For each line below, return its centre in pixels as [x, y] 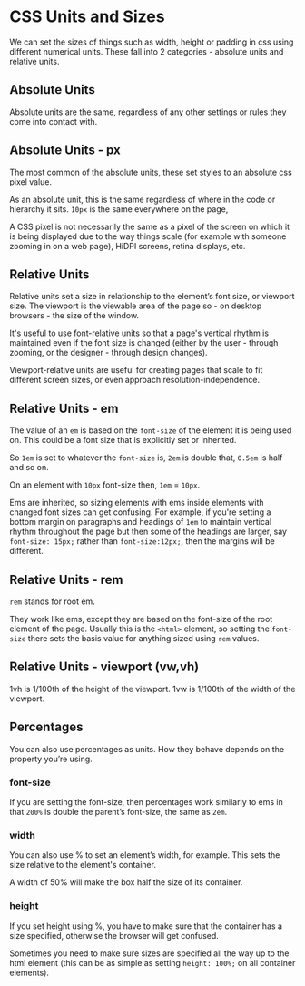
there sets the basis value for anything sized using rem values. [143, 638]
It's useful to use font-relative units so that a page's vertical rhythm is [139, 333]
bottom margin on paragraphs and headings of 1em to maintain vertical [141, 522]
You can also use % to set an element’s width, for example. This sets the [145, 855]
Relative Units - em [64, 408]
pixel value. [31, 181]
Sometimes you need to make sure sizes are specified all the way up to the [149, 953]
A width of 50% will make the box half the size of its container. [126, 882]
